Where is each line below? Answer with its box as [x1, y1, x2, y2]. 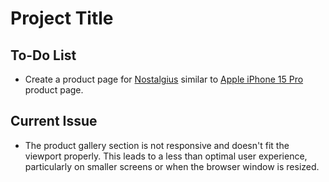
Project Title [10, 7, 114, 30]
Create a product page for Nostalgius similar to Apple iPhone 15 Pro [24, 73, 304, 85]
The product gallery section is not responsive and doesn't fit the [24, 139, 290, 151]
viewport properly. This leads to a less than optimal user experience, [24, 150, 308, 162]
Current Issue [10, 113, 98, 130]
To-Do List [10, 47, 77, 64]
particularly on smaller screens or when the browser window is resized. [24, 160, 320, 172]
